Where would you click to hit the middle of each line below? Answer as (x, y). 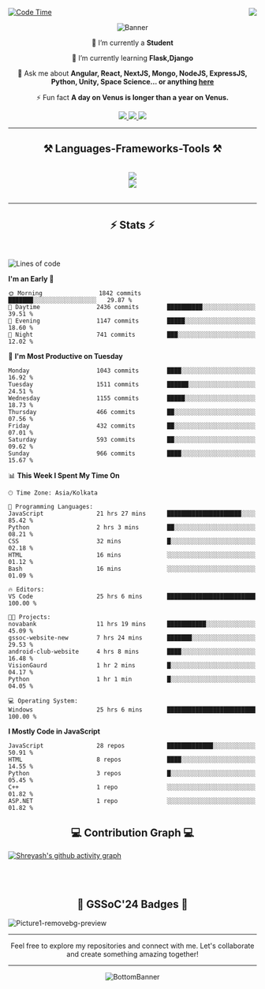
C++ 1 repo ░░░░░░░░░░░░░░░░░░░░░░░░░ (132, 787)
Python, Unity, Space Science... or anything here (132, 82)
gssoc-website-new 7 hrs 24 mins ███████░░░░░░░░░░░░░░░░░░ (132, 638)
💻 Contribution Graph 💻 (132, 833)
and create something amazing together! (132, 954)
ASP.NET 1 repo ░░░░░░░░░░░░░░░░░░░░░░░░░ (132, 801)
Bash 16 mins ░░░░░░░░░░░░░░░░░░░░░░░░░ (132, 569)
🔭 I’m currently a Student (132, 43)
